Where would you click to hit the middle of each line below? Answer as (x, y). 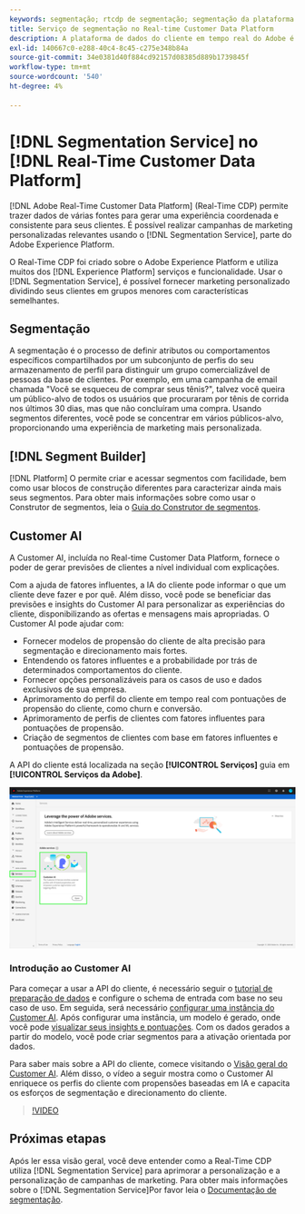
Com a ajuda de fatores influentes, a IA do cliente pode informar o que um (148, 585)
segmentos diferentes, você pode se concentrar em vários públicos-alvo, (147, 419)
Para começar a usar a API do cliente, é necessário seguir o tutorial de (141, 988)
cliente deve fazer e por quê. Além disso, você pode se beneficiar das (140, 594)
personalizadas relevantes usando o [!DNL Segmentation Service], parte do (151, 234)
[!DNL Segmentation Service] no (134, 142)
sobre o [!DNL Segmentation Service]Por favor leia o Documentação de (143, 1189)
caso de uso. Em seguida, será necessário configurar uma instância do (142, 1007)
